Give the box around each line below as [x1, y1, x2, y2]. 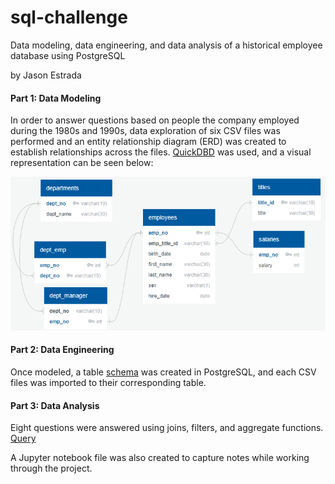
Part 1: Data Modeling [10, 92, 102, 104]
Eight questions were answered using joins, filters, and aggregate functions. [10, 422, 324, 434]
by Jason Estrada [10, 69, 82, 81]
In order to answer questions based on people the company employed [10, 114, 300, 126]
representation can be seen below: [10, 157, 154, 169]
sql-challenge [10, 6, 128, 29]
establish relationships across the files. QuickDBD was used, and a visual [10, 146, 312, 158]
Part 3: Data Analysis [10, 399, 100, 411]
